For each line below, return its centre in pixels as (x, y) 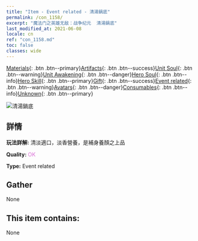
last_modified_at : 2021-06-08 (44, 29)
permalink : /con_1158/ (34, 17)
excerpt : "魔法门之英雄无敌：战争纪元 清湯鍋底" (62, 23)
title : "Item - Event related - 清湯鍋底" (58, 12)
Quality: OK (21, 154)
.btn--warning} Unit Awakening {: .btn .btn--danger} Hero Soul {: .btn (89, 74)
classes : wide (24, 51)
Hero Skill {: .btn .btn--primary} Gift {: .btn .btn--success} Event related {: (105, 81)
